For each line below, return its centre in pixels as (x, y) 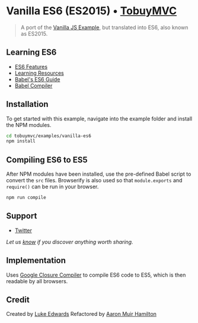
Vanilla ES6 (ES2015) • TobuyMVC (92, 11)
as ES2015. (34, 33)
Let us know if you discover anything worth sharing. (70, 242)
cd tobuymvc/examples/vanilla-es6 (49, 136)
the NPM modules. (29, 125)
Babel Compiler (33, 85)
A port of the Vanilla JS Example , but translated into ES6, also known (104, 27)
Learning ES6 (31, 53)
